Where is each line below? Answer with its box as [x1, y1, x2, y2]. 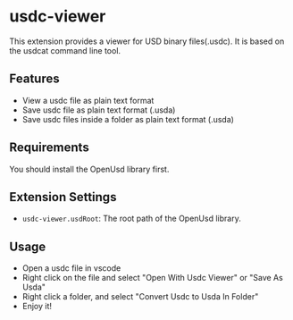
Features [9, 72, 60, 87]
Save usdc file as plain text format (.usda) [21, 105, 176, 115]
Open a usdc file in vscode [21, 263, 121, 274]
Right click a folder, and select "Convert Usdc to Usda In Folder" [21, 291, 259, 302]
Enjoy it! [21, 301, 52, 312]
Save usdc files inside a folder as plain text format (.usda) [21, 114, 235, 124]
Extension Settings [9, 189, 117, 205]
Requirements [9, 140, 89, 156]
